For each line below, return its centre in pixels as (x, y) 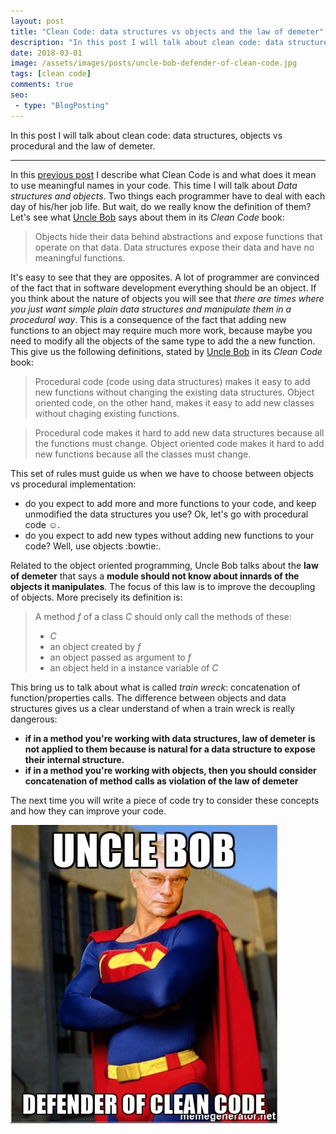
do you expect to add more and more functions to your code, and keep (170, 503)
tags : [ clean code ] (51, 74)
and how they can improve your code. (88, 811)
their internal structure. (74, 759)
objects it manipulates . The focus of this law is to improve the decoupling (163, 586)
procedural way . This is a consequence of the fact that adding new (148, 319)
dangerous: (34, 719)
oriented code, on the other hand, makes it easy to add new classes (174, 402)
